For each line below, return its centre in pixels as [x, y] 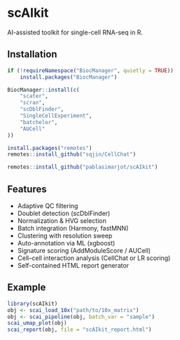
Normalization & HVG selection [62, 220]
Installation [32, 54]
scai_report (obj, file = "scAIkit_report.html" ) [79, 330]
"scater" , [34, 96]
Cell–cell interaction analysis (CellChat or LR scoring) [94, 258]
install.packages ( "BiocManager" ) [69, 77]
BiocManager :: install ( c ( [43, 90]
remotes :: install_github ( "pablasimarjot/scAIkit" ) [83, 167]
